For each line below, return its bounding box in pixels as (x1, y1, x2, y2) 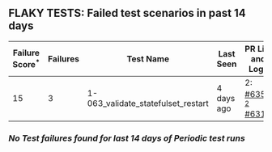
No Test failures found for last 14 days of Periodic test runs (8, 133, 245, 144)
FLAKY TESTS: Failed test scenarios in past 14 (8, 6, 246, 20)
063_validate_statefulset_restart (87, 98, 209, 109)
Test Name (126, 53, 170, 64)
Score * (12, 57, 40, 70)
